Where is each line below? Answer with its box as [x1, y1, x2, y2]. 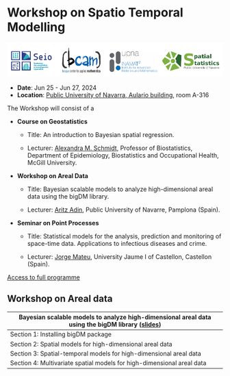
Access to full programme [7, 273, 80, 281]
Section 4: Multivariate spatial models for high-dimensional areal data [10, 359, 207, 367]
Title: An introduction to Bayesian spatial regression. [27, 130, 175, 138]
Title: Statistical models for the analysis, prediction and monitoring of [27, 231, 222, 240]
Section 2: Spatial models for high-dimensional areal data [10, 340, 172, 348]
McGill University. [27, 158, 77, 166]
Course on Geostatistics [16, 117, 88, 125]
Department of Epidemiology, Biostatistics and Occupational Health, [27, 151, 219, 159]
